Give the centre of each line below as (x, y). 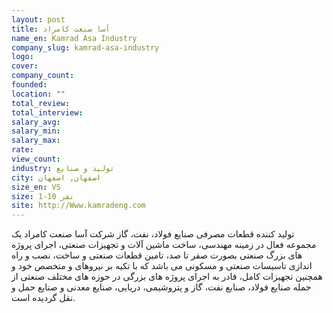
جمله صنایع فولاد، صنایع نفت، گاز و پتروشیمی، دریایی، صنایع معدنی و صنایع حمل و (161, 287)
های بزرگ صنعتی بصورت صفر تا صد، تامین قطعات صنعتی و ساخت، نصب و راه (157, 255)
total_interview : (47, 112)
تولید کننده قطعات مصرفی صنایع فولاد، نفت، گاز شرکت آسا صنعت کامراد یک (153, 234)
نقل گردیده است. (43, 298)
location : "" (38, 94)
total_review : (41, 103)
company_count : (43, 76)
